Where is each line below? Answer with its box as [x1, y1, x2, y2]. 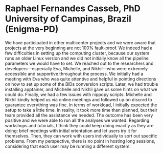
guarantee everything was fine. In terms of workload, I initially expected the [5, 102, 158, 108]
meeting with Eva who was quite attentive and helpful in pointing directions [5, 76, 157, 82]
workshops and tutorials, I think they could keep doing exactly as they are [5, 122, 154, 128]
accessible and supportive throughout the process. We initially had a [5, 71, 143, 77]
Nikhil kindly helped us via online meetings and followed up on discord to [5, 96, 153, 102]
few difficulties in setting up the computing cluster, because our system [5, 50, 150, 56]
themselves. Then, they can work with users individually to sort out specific [5, 133, 158, 139]
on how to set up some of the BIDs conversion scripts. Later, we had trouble [5, 81, 158, 87]
